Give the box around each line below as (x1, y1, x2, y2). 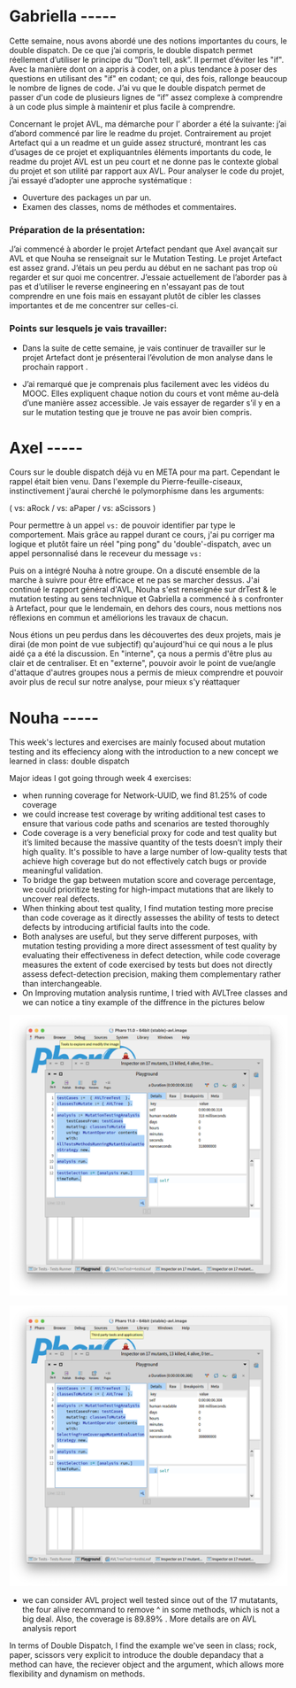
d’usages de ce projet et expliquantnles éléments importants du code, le (9, 146, 272, 157)
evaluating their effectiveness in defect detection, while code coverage (21, 950, 281, 961)
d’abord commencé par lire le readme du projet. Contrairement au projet (9, 128, 272, 138)
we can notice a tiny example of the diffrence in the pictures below (21, 997, 265, 1008)
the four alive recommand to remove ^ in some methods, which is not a (21, 1605, 280, 1615)
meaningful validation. (21, 865, 103, 876)
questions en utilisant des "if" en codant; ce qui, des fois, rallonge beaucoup (9, 73, 288, 83)
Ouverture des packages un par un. (21, 192, 152, 203)
